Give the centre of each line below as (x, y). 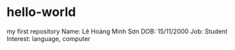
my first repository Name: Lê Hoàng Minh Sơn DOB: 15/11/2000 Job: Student (117, 31)
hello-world (42, 12)
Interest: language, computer (49, 38)
